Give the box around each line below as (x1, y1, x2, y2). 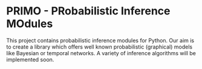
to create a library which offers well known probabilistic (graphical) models (6, 43, 192, 50)
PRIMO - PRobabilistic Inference (6, 4, 171, 18)
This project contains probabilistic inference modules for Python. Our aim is (6, 37, 195, 44)
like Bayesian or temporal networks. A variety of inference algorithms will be (6, 49, 197, 56)
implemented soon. (6, 56, 54, 63)
